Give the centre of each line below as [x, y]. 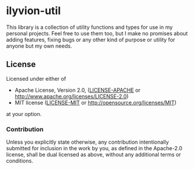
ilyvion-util [33, 11]
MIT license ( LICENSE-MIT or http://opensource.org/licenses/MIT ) [96, 102]
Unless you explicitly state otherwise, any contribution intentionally [88, 142]
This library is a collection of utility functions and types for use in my [90, 27]
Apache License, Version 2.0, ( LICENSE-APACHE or [77, 90]
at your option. [24, 114]
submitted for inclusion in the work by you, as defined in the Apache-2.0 [94, 148]
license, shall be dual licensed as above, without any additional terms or [94, 155]
